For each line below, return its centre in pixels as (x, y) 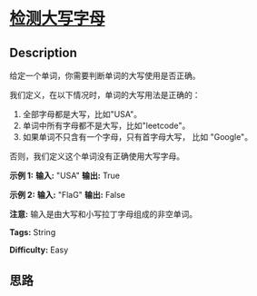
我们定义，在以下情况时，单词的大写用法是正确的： (105, 95)
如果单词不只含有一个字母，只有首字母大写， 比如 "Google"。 (137, 137)
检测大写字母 (58, 19)
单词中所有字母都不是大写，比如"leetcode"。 (106, 125)
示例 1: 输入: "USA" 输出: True (65, 175)
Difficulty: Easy (39, 250)
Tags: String (33, 232)
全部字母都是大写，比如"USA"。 (82, 114)
